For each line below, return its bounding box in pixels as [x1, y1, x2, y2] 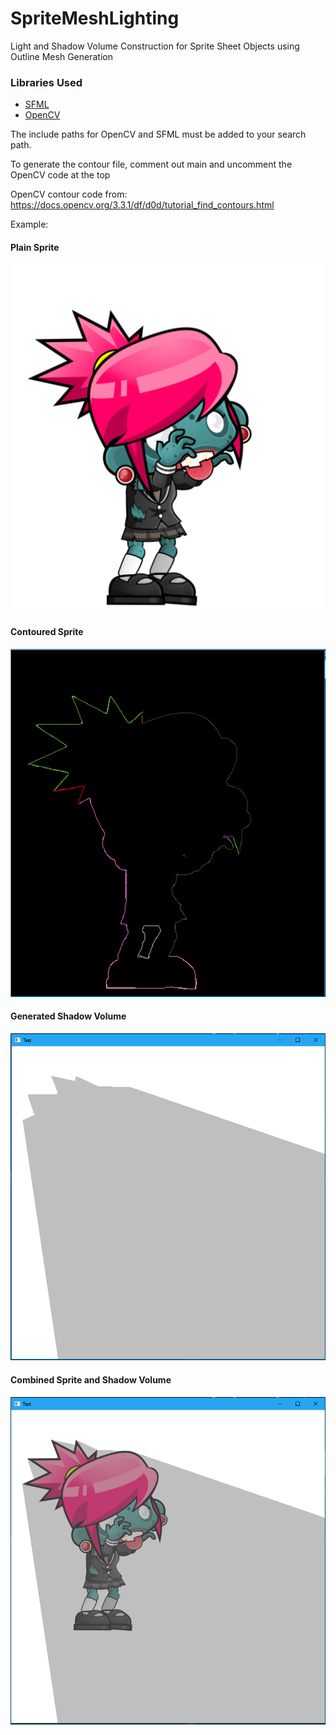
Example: [10, 218, 49, 231]
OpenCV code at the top [10, 169, 111, 181]
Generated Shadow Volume [10, 1010, 127, 1022]
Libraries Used [10, 75, 83, 89]
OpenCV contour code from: [10, 188, 128, 201]
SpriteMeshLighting [10, 7, 180, 30]
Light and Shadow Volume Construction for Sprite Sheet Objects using [10, 40, 300, 52]
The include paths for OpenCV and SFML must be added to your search [10, 128, 307, 141]
